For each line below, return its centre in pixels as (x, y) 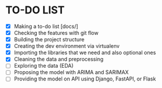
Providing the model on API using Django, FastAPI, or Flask (85, 79)
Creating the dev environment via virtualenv (67, 46)
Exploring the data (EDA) (44, 66)
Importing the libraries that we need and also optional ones (85, 52)
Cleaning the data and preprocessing (58, 59)
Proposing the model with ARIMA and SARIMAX (71, 72)
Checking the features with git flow (56, 33)
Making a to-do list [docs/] (46, 26)
